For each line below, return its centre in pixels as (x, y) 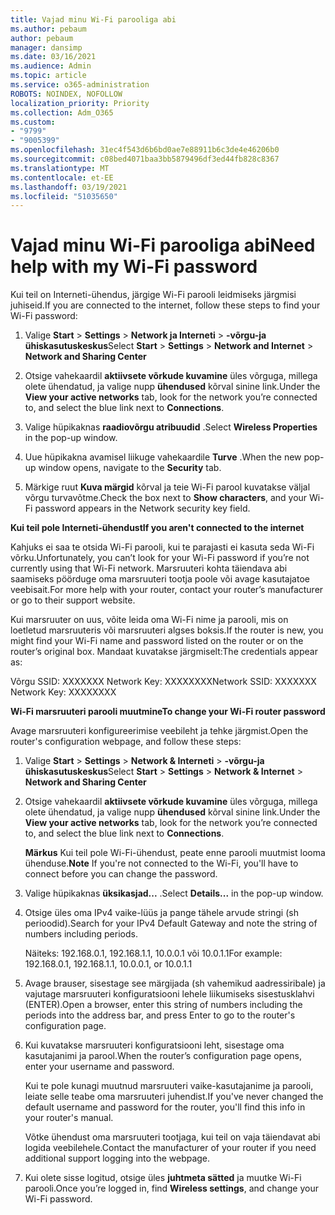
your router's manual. (69, 1118)
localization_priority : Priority (80, 103)
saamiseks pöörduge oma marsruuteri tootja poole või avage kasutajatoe (160, 579)
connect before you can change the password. (121, 874)
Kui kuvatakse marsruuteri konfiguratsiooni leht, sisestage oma (154, 1045)
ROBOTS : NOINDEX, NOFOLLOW (66, 94)
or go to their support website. (73, 600)
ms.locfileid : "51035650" (64, 196)
